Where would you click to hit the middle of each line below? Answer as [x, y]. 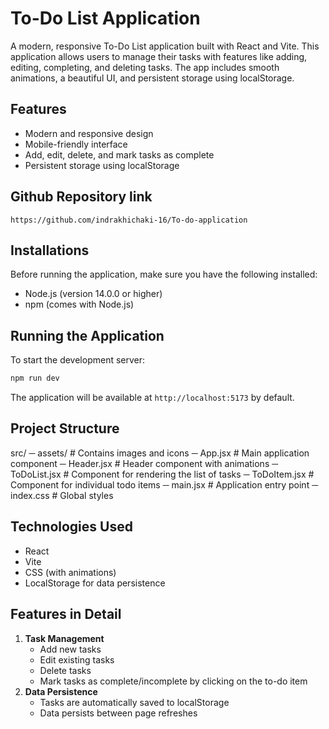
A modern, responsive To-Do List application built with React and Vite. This [165, 46]
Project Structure [65, 428]
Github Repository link [81, 197]
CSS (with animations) [70, 572]
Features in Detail [66, 614]
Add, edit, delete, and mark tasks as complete [119, 154]
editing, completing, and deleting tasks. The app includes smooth [145, 67]
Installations [50, 250]
